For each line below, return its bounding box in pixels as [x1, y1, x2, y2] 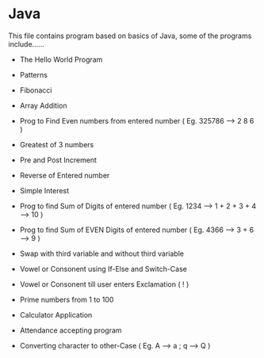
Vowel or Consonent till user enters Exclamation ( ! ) [19, 279, 189, 289]
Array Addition [19, 101, 67, 110]
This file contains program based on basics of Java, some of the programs [8, 31, 252, 40]
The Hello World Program [19, 55, 103, 64]
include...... [8, 39, 45, 48]
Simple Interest [19, 185, 70, 195]
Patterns [19, 70, 48, 79]
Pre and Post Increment [19, 155, 98, 165]
